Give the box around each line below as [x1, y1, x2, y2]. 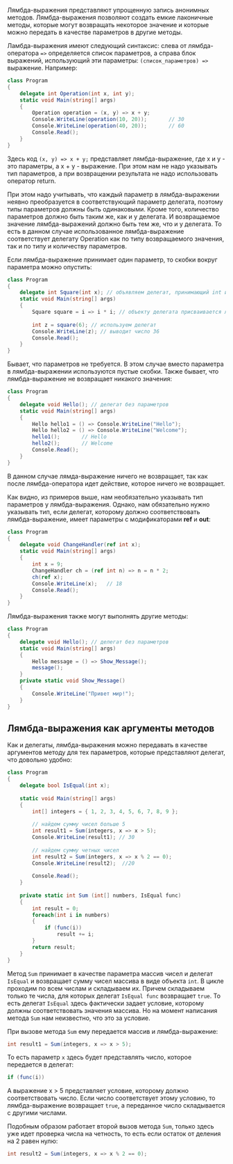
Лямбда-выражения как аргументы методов [7, 722, 215, 734]
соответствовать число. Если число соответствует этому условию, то [7, 1094, 216, 1102]
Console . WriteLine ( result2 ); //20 [32, 859, 135, 867]
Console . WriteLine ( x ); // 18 [32, 580, 123, 587]
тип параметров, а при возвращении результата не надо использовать [7, 169, 218, 177]
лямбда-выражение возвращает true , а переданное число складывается [7, 1101, 225, 1110]
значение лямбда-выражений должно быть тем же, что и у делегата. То [7, 219, 222, 228]
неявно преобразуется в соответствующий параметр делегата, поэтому [7, 198, 223, 206]
